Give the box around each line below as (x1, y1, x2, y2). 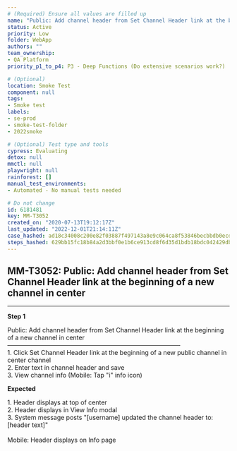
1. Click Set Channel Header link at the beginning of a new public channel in (7, 349, 227, 357)
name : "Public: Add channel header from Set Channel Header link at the (7, 17, 226, 24)
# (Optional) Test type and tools (7, 140, 109, 148)
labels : (7, 109, 30, 116)
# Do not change (7, 199, 55, 207)
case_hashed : (7, 232, 46, 239)
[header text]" (7, 421, 48, 429)
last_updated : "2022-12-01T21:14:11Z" (7, 226, 121, 233)
